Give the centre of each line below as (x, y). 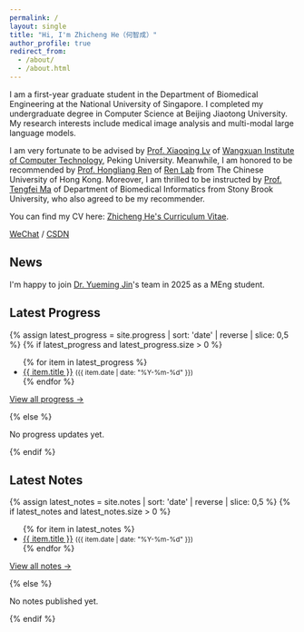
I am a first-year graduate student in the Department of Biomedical (134, 94)
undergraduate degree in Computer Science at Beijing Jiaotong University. (148, 114)
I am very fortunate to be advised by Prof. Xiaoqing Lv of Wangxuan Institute (152, 150)
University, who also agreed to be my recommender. (108, 198)
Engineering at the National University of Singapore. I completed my (137, 104)
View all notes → (40, 566)
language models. (43, 133)
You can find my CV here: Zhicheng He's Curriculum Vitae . (119, 216)
